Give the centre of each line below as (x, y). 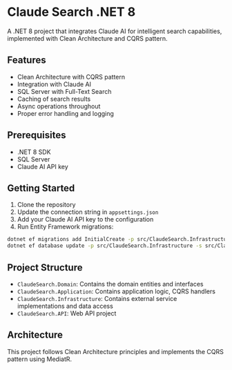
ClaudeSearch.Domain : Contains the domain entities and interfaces (110, 284)
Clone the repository (46, 205)
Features (27, 60)
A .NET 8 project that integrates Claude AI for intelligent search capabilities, (115, 31)
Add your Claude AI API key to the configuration (85, 220)
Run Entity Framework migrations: (65, 227)
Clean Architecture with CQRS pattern (71, 77)
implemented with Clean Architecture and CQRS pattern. (87, 38)
